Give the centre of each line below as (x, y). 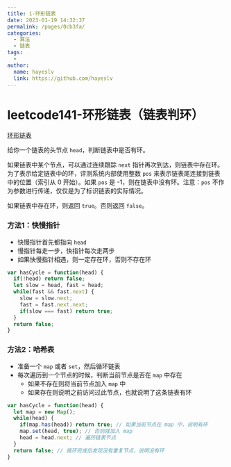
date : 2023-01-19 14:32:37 (46, 20)
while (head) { (34, 418)
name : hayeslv (34, 72)
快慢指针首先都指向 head (52, 242)
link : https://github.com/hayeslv (63, 78)
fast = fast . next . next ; (54, 304)
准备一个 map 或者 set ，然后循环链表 (69, 366)
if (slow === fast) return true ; (66, 311)
